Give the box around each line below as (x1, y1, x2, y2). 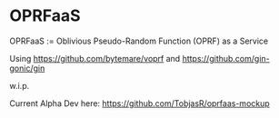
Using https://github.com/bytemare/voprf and (9, 53, 181, 64)
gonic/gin (9, 63, 45, 74)
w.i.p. (9, 80, 30, 91)
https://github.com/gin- (182, 53, 270, 64)
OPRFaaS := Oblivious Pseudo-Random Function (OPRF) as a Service (9, 35, 269, 46)
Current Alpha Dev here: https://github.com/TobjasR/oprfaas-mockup (9, 97, 270, 109)
